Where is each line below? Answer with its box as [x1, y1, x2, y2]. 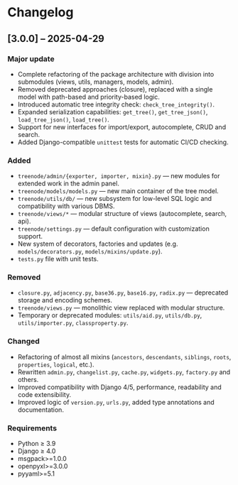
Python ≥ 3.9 [17, 440, 56, 448]
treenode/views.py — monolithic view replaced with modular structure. [17, 303, 225, 312]
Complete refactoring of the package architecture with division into [17, 70, 215, 78]
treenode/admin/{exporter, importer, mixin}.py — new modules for [17, 172, 220, 180]
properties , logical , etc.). [17, 360, 94, 369]
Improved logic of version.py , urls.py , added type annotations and [17, 398, 215, 406]
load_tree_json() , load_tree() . [17, 115, 110, 124]
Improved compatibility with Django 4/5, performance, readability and [17, 383, 222, 391]
